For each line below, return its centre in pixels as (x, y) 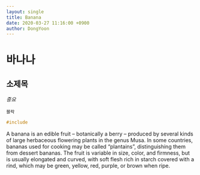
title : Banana (24, 17)
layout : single (25, 12)
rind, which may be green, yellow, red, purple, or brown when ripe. (88, 166)
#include (17, 123)
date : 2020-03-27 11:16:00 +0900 (48, 23)
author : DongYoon (28, 28)
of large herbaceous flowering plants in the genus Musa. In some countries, (100, 140)
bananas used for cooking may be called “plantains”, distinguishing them (96, 147)
